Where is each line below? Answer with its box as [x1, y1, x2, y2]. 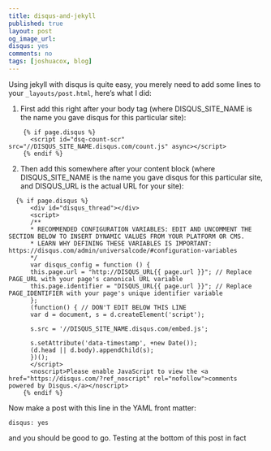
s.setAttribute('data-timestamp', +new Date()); [29, 339, 198, 347]
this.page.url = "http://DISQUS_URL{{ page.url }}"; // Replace [29, 267, 252, 276]
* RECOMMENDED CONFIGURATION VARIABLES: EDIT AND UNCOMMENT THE [29, 225, 252, 233]
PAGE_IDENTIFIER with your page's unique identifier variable [8, 289, 223, 297]
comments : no [8, 50, 53, 58]
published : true [8, 20, 63, 28]
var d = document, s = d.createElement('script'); [29, 310, 205, 319]
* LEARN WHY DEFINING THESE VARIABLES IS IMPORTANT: [29, 239, 213, 248]
